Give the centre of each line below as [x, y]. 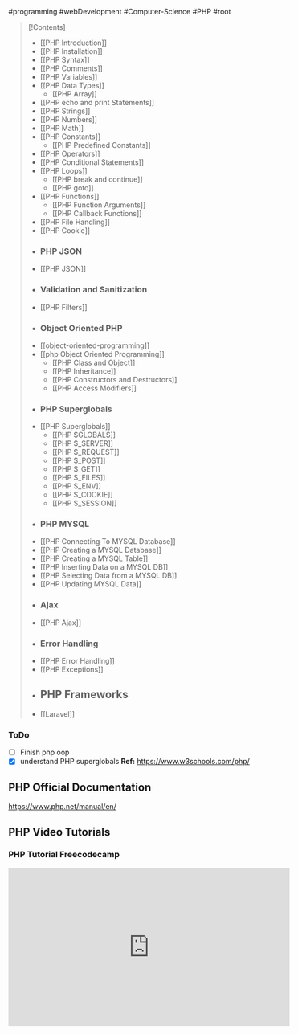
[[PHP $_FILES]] [79, 478]
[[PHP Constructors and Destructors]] [114, 379]
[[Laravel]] [57, 713]
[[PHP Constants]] [70, 137]
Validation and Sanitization [94, 290]
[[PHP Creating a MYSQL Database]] [101, 550]
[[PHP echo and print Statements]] [97, 102]
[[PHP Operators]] [70, 153]
